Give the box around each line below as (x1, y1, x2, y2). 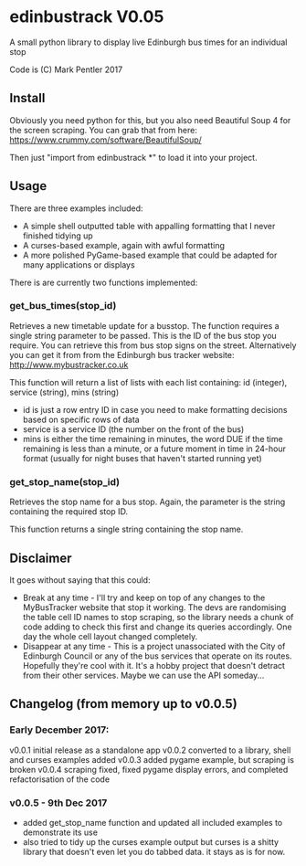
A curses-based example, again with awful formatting (22, 239, 226, 250)
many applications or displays (22, 259, 135, 270)
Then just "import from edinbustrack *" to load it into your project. (9, 152, 258, 163)
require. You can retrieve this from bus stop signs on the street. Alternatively (9, 340, 297, 351)
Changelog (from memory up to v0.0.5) (9, 696, 237, 712)
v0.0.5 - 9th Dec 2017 (9, 797, 108, 809)
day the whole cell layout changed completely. (22, 630, 198, 641)
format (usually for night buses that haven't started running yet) (22, 452, 262, 463)
